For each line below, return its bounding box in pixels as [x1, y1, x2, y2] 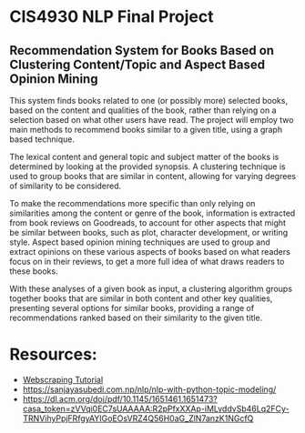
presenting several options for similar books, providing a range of [9, 303, 255, 313]
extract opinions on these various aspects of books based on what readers [9, 247, 291, 257]
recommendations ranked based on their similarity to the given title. [9, 312, 263, 323]
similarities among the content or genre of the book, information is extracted [9, 207, 296, 218]
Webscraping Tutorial [22, 374, 104, 385]
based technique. [9, 134, 76, 145]
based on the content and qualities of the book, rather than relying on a [9, 105, 277, 116]
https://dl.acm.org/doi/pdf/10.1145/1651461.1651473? [22, 393, 219, 404]
